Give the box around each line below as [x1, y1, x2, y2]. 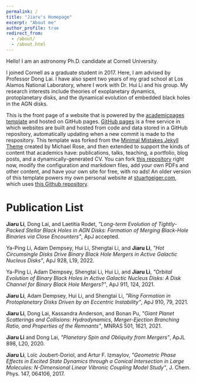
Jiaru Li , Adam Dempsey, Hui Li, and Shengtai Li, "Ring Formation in [6, 292, 171, 299]
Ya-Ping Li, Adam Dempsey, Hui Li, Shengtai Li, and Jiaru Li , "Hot [6, 244, 165, 251]
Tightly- [158, 220, 178, 227]
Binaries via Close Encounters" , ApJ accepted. [6, 233, 120, 240]
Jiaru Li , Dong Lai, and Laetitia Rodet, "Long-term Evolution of [6, 220, 157, 227]
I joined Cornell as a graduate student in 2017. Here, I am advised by [6, 69, 171, 76]
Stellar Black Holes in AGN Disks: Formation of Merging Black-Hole [25, 227, 189, 234]
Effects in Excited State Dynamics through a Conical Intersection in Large [6, 357, 184, 365]
